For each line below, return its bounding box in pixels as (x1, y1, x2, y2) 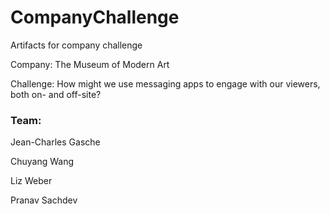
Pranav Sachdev (10, 194, 78, 206)
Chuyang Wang (10, 156, 75, 168)
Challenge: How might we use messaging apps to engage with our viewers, (10, 77, 321, 90)
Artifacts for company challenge (10, 39, 143, 51)
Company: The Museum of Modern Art (10, 58, 170, 70)
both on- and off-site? (10, 88, 102, 100)
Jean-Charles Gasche (10, 136, 101, 148)
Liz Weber (10, 175, 53, 187)
